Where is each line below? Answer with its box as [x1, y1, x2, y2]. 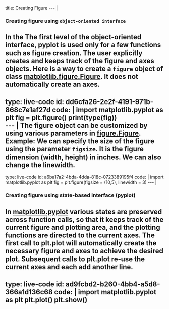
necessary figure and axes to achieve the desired [5, 247, 164, 255]
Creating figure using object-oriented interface [5, 17, 126, 24]
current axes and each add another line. [5, 263, 134, 271]
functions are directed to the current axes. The [5, 231, 155, 240]
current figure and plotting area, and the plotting [5, 223, 160, 232]
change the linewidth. [5, 161, 76, 169]
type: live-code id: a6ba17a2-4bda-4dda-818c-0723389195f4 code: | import [5, 174, 164, 180]
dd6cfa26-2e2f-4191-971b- [65, 97, 154, 106]
